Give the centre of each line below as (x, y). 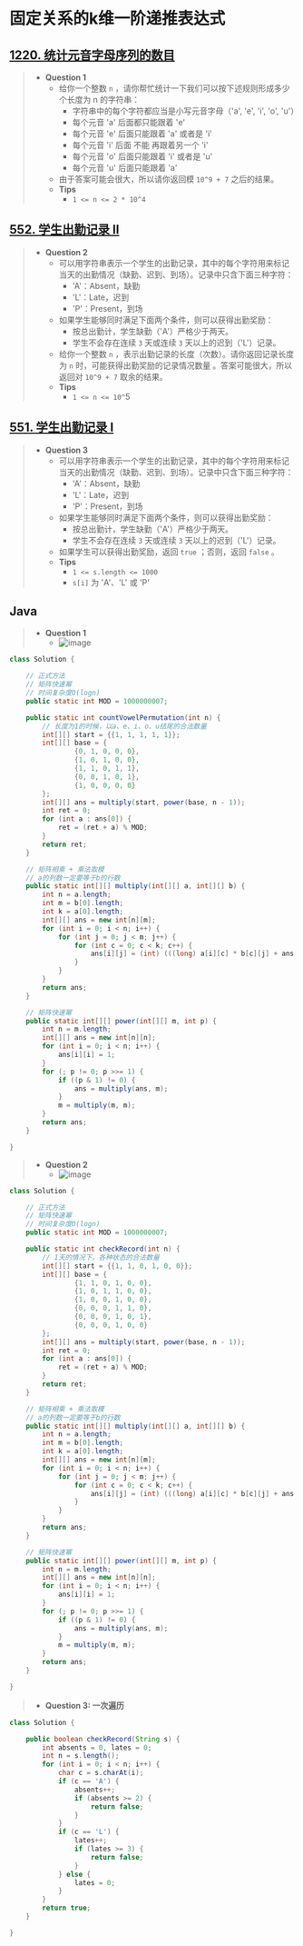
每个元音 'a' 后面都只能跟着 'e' (129, 122)
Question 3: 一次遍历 (84, 1705)
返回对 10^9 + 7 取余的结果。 (113, 376)
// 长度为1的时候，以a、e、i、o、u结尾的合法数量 (124, 726)
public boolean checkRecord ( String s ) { (103, 1739)
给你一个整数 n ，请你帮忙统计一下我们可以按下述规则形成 (166, 88)
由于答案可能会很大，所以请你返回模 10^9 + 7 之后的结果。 (169, 179)
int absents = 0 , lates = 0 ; (97, 1747)
